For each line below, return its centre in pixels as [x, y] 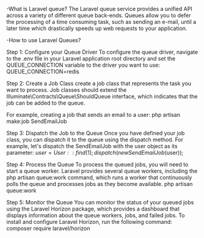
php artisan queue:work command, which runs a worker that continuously [99, 177]
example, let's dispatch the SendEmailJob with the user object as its [92, 146]
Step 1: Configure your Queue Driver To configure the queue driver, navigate [102, 52]
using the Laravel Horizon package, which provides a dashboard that [93, 209]
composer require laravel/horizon [48, 228]
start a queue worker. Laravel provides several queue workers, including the [102, 171]
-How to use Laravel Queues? [44, 40]
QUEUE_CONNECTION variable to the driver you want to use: [83, 65]
